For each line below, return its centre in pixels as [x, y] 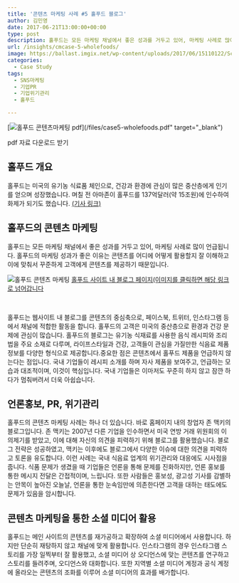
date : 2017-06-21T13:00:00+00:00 [57, 27]
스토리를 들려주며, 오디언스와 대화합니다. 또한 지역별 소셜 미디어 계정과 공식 [112, 564]
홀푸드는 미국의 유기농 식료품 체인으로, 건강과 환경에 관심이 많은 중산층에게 [111, 185]
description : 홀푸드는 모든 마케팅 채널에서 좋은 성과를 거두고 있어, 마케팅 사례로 [115, 41]
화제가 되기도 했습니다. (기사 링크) [54, 203]
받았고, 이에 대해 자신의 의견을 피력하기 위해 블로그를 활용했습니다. [124, 440]
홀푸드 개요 [30, 167]
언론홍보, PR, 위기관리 [53, 404]
